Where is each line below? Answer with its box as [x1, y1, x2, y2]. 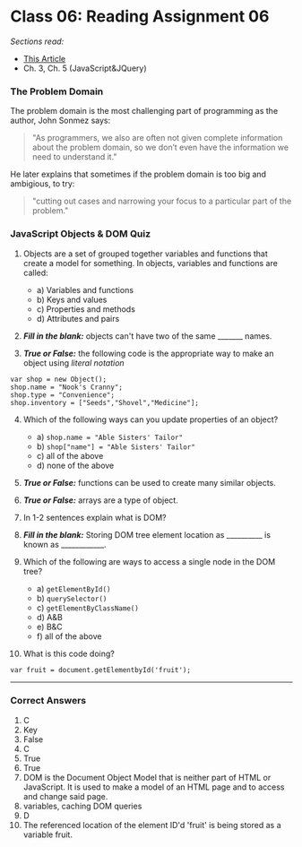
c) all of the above [36, 450, 104, 461]
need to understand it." [31, 151, 117, 162]
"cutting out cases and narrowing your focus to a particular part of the [31, 195, 292, 207]
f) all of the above [36, 630, 102, 642]
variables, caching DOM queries [22, 800, 142, 811]
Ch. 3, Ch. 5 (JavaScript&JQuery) [22, 63, 147, 73]
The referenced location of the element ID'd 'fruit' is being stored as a [22, 819, 281, 830]
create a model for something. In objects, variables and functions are [22, 257, 279, 268]
